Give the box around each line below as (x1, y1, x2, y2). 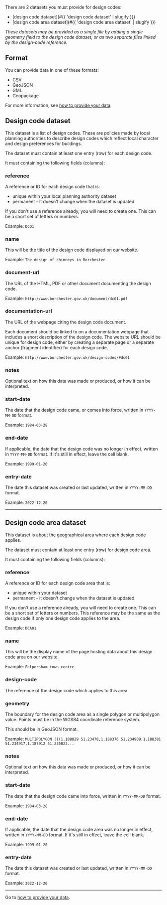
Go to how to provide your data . (5, 895, 71, 901)
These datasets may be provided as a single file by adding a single (5, 29, 143, 34)
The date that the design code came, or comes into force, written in (5, 407, 144, 413)
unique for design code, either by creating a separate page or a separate (5, 339, 154, 345)
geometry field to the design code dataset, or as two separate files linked (5, 34, 156, 40)
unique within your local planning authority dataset (12, 193, 117, 199)
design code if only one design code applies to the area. (5, 615, 121, 621)
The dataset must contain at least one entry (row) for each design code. (5, 150, 153, 156)
